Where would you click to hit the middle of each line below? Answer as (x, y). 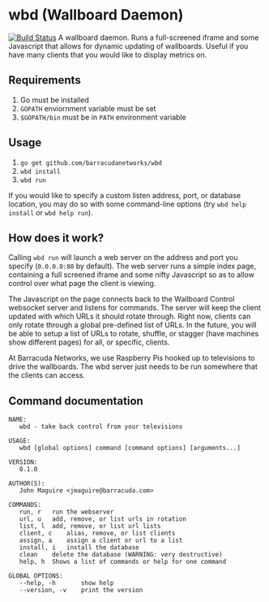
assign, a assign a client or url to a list (101, 541)
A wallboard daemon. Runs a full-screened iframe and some (158, 37)
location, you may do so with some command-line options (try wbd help (128, 204)
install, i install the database (79, 548)
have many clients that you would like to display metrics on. (108, 54)
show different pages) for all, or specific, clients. (89, 342)
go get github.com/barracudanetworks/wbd (91, 163)
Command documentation (76, 401)
